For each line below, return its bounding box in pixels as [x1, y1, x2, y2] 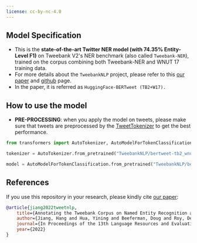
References [6, 178, 49, 188]
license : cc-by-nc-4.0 [6, 8, 62, 15]
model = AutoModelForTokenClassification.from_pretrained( [6, 161, 154, 167]
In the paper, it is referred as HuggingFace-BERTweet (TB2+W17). [14, 84, 166, 91]
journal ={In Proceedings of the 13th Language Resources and [16, 221, 169, 227]
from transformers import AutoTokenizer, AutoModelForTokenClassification [6, 140, 193, 146]
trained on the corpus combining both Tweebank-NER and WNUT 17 [14, 58, 180, 65]
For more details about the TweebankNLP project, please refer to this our [14, 71, 185, 78]
